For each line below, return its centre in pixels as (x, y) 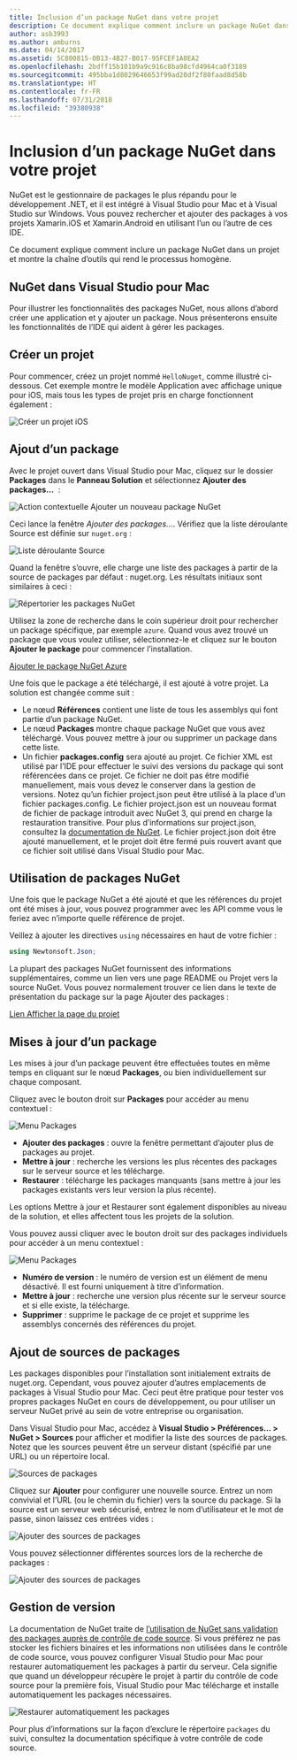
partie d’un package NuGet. (72, 719)
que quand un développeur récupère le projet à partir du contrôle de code (144, 1675)
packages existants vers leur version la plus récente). (119, 1190)
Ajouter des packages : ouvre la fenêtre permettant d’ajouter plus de (148, 1143)
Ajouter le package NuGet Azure (68, 665)
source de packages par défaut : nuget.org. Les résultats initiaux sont (136, 577)
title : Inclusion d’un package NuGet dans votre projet (114, 17)
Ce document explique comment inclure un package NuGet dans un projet (145, 250)
